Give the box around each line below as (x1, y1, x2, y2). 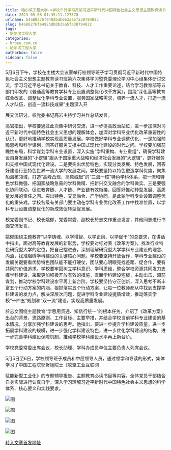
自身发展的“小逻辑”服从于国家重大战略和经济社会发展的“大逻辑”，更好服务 (9, 155, 165, 161)
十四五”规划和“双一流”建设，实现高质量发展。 (12, 298, 107, 304)
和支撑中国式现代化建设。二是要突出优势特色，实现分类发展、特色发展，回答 (5, 161, 166, 167)
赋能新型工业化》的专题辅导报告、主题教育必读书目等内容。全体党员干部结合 (5, 373, 166, 379)
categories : (5, 36, 31, 41)
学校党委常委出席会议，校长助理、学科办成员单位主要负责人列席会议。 (5, 345, 153, 351)
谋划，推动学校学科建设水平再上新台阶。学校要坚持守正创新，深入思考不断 (5, 278, 161, 284)
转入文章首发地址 (5, 439, 41, 446)
